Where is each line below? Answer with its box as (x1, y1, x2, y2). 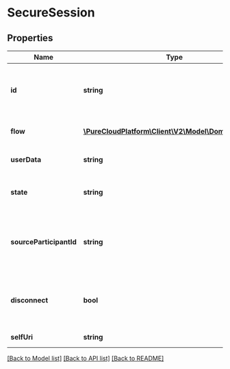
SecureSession (7, 5, 95, 21)
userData (10, 155, 42, 164)
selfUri (10, 333, 33, 342)
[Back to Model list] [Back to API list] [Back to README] (7, 355, 164, 362)
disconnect (10, 296, 49, 305)
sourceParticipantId (10, 237, 77, 246)
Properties (7, 32, 53, 44)
